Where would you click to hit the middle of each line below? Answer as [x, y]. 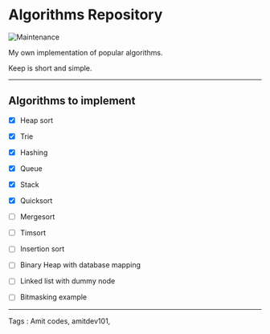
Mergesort [37, 217]
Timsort [33, 233]
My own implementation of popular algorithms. [86, 52]
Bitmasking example [53, 297]
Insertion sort [42, 249]
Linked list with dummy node [67, 281]
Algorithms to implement [72, 101]
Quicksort [36, 201]
